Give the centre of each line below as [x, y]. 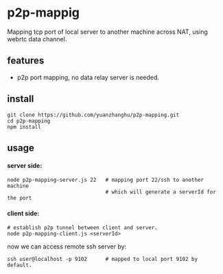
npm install [24, 127]
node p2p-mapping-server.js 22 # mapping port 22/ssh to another [106, 180]
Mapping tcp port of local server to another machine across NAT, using [107, 32]
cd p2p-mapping [29, 121]
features [26, 61]
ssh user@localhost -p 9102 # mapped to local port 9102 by [102, 260]
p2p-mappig [44, 13]
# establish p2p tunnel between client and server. [82, 228]
